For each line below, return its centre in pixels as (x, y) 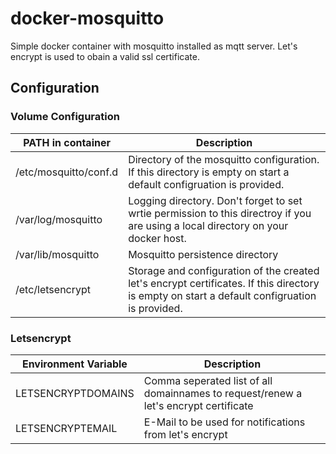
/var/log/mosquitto (59, 219)
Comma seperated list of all (208, 380)
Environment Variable (74, 364)
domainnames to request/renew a (223, 393)
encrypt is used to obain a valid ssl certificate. (105, 56)
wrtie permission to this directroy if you (220, 213)
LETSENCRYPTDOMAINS (75, 393)
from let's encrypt (185, 434)
